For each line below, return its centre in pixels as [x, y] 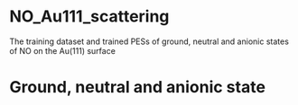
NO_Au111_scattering [89, 17]
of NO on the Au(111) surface [62, 50]
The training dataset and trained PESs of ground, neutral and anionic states [149, 41]
